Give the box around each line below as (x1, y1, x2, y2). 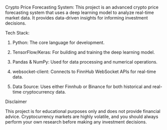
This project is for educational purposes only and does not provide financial (5, 108, 161, 114)
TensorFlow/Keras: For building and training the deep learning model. (12, 49, 155, 55)
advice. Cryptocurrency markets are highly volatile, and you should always (5, 113, 159, 119)
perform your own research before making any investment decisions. (5, 119, 147, 124)
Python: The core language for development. (12, 39, 105, 45)
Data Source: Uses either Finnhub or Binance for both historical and (12, 83, 152, 89)
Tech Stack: (5, 30, 30, 35)
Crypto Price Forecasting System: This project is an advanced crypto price (5, 4, 159, 10)
